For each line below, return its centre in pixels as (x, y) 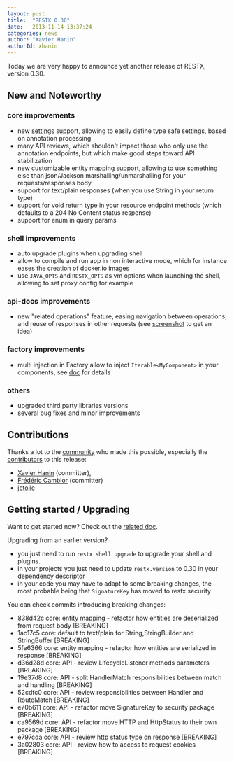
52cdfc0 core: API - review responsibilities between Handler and (110, 692)
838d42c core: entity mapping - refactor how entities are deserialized (118, 618)
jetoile (26, 488)
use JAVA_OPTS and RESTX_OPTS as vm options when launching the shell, (119, 275)
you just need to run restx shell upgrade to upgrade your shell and (114, 553)
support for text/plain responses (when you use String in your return (116, 190)
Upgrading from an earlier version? (58, 540)
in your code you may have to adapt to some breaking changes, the (114, 583)
